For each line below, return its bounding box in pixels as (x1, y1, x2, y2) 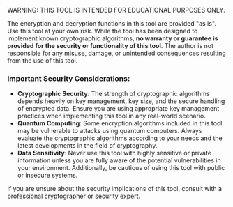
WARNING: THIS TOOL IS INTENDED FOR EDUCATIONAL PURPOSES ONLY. (7, 6, 225, 14)
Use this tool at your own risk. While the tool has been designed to (7, 27, 198, 35)
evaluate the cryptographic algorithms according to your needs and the (17, 134, 223, 142)
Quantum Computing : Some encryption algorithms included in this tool (17, 119, 223, 128)
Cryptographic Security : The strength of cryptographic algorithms (17, 90, 211, 98)
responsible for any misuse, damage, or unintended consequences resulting (7, 49, 227, 57)
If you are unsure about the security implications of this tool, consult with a (7, 185, 222, 193)
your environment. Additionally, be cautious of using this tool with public (17, 164, 225, 172)
